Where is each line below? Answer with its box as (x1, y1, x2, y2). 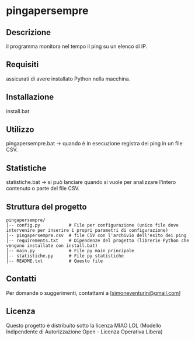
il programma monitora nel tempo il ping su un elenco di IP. (6, 43, 148, 50)
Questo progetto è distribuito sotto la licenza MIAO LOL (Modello (6, 322, 162, 329)
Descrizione (6, 27, 51, 37)
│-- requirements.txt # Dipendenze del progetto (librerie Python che (6, 238, 190, 243)
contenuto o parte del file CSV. (6, 185, 80, 192)
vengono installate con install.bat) (6, 243, 98, 249)
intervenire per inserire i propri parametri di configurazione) (6, 228, 168, 234)
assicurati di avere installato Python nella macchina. (6, 75, 131, 82)
